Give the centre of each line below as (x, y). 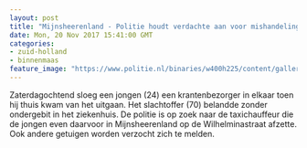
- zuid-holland (38, 52)
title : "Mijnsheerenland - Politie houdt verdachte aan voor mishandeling (155, 26)
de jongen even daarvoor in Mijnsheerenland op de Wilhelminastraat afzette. (153, 123)
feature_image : (38, 69)
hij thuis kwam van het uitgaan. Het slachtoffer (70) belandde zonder (138, 104)
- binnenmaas (34, 60)
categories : (32, 43)
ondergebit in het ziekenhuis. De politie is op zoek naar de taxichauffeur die (152, 114)
